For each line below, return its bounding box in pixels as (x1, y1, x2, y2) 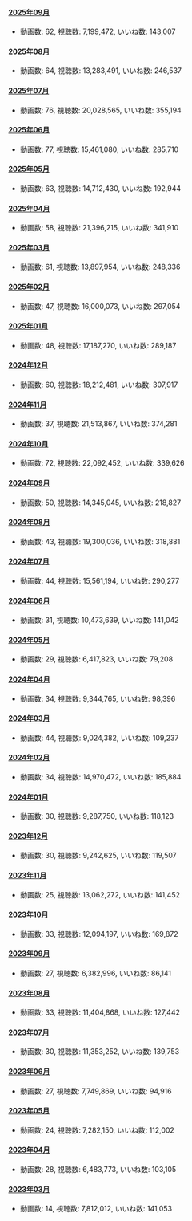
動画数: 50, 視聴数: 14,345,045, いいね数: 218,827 (19, 498, 182, 507)
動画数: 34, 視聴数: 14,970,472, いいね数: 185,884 (19, 772, 182, 782)
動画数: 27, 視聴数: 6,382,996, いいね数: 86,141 (19, 968, 172, 979)
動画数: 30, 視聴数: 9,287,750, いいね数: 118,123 (19, 812, 174, 821)
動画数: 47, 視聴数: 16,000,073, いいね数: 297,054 (19, 301, 181, 311)
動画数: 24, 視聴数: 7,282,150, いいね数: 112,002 (19, 1125, 174, 1135)
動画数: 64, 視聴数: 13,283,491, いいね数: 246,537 (19, 66, 182, 75)
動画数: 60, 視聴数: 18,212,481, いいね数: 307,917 (19, 380, 178, 389)
